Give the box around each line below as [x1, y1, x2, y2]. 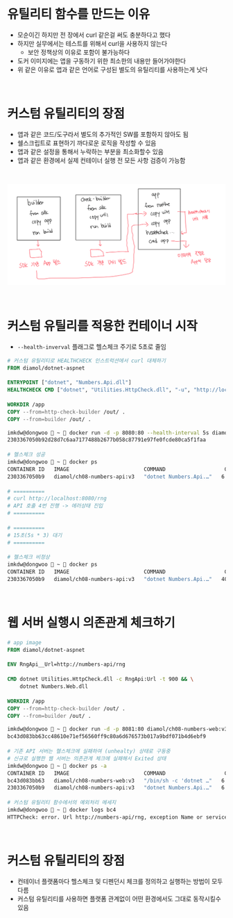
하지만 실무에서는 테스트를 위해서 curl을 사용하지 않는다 [17, 39, 168, 47]
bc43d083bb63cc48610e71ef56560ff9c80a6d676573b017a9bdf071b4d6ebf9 [7, 733, 207, 740]
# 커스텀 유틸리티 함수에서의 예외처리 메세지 [7, 799, 116, 806]
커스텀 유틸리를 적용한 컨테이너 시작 [7, 318, 198, 334]
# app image [7, 639, 42, 646]
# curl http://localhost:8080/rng [7, 495, 107, 502]
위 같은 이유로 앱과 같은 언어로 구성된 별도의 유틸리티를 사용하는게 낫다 [17, 65, 208, 74]
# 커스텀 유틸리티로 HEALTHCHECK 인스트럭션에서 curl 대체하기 [7, 357, 166, 364]
